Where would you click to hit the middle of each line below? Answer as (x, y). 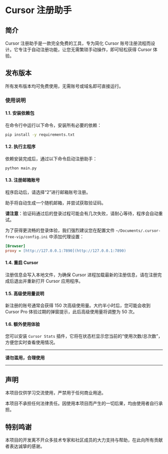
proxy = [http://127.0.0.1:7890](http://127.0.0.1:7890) (66, 251)
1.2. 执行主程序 (20, 147)
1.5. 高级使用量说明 (25, 293)
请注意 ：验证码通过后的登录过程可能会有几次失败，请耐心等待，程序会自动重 (84, 214)
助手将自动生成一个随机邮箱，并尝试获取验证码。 (55, 203)
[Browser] (15, 246)
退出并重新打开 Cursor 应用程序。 (48, 281)
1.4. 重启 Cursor (22, 263)
